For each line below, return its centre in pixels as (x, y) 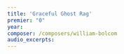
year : (15, 27)
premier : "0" (26, 20)
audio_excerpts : (31, 40)
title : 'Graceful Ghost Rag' (50, 14)
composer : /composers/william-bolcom (62, 33)
